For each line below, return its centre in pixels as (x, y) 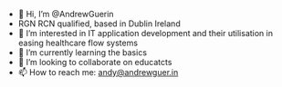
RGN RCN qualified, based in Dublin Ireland (99, 24)
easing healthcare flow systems (78, 43)
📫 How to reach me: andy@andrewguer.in (98, 72)
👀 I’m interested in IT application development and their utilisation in (146, 33)
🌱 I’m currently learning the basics (83, 53)
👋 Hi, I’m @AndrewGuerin (66, 14)
